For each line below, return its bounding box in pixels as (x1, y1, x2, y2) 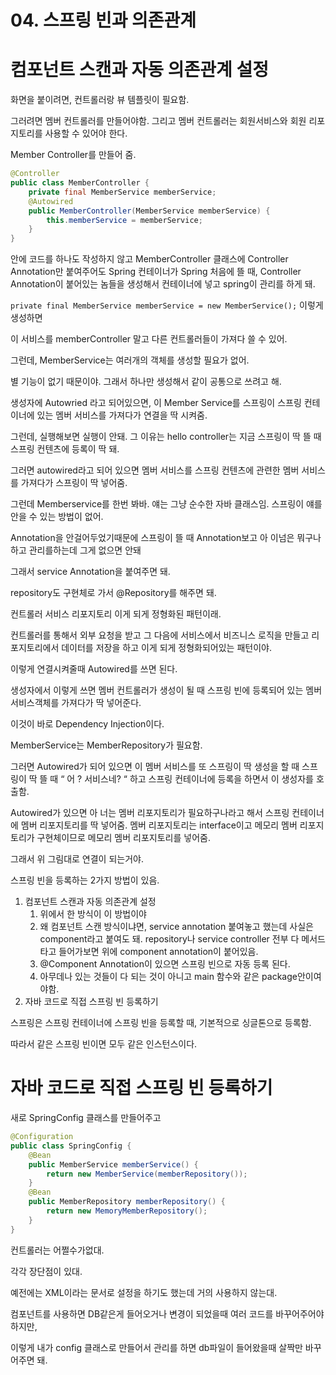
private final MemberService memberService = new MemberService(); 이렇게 (10, 299, 324, 311)
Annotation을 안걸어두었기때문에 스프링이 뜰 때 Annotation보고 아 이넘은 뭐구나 (10, 532, 322, 544)
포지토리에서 (10, 642, 60, 654)
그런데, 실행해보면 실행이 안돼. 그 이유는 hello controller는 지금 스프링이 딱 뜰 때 (10, 431, 322, 443)
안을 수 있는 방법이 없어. (10, 511, 104, 523)
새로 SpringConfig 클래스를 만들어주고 (10, 1112, 162, 1124)
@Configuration (10, 1132, 74, 1142)
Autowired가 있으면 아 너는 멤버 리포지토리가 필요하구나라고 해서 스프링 (10, 807, 290, 819)
